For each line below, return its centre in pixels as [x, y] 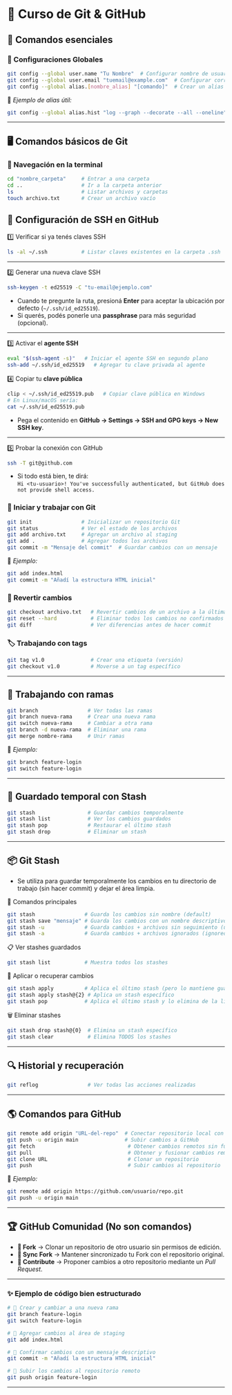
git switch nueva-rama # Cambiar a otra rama [80, 723]
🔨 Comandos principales [42, 901]
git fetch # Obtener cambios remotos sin [112, 1146]
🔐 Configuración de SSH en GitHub [83, 220]
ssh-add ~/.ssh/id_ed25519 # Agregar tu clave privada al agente [106, 365]
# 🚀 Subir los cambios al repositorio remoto [74, 1371]
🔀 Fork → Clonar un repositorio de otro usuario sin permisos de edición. [119, 1247]
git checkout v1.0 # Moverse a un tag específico [94, 666]
